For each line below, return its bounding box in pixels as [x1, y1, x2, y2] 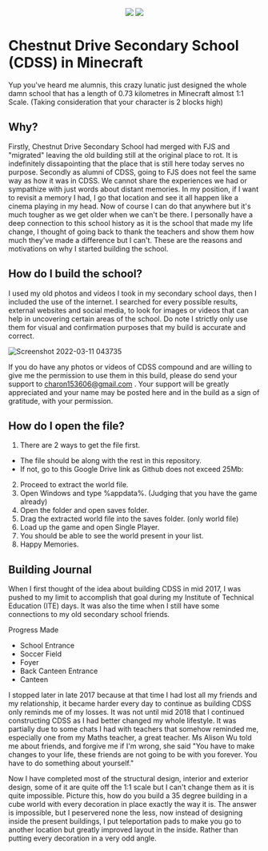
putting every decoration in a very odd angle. [8, 833, 158, 843]
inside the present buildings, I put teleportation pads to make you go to [8, 817, 242, 826]
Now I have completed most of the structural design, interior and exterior [8, 774, 249, 784]
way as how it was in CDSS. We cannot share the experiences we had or [8, 175, 248, 185]
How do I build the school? [8, 267, 142, 280]
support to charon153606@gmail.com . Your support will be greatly [8, 379, 230, 389]
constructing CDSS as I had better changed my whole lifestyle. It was [8, 716, 237, 725]
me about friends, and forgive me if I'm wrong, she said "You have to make [8, 741, 255, 751]
